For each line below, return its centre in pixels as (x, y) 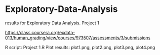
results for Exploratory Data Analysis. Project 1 (52, 23)
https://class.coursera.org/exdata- (40, 32)
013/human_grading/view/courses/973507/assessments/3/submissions (78, 38)
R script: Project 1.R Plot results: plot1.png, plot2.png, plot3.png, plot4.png (80, 47)
